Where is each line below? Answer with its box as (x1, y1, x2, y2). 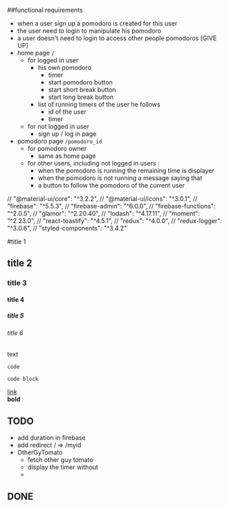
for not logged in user (27, 123, 90, 130)
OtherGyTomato (17, 448, 63, 456)
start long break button (48, 93, 114, 101)
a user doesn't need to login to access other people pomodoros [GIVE (17, 34, 217, 42)
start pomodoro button (48, 78, 113, 86)
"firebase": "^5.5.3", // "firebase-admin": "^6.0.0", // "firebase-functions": (7, 202, 216, 210)
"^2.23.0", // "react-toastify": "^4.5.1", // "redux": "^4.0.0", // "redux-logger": (7, 217, 223, 224)
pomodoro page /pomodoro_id (17, 137, 102, 145)
